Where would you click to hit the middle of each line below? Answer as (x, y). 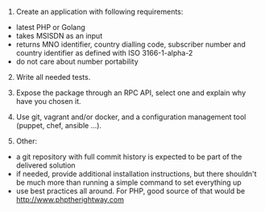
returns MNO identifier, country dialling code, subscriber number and (130, 44)
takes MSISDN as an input (59, 36)
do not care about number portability (77, 61)
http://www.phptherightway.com (70, 200)
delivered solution (46, 165)
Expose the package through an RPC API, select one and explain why (131, 93)
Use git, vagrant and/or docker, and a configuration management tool (131, 117)
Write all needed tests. (53, 77)
